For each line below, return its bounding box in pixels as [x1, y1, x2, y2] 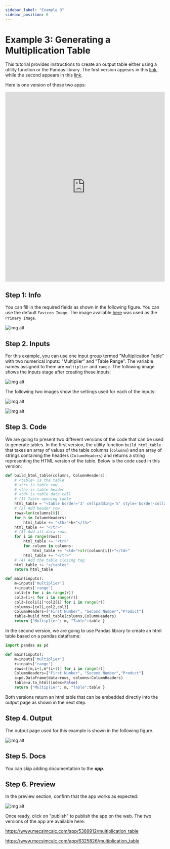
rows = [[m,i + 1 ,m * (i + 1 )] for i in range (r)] [14, 666, 105, 671]
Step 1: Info [5, 290, 41, 299]
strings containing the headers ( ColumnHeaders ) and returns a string [5, 452, 145, 458]
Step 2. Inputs [5, 339, 51, 348]
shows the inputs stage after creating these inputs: [5, 369, 111, 375]
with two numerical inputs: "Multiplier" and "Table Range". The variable [5, 358, 153, 364]
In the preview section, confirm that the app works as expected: [5, 793, 138, 799]
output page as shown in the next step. [5, 699, 87, 705]
